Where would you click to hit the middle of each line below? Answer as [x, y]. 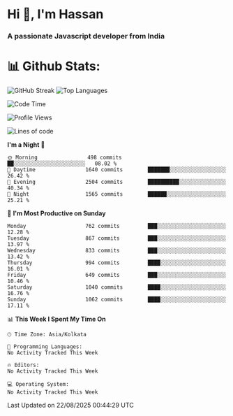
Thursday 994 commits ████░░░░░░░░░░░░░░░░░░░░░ [117, 263]
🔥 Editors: [23, 365]
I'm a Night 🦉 [26, 145]
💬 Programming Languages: [45, 347]
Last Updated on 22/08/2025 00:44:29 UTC [70, 406]
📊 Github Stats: [54, 66]
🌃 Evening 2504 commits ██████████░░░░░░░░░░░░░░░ [117, 182]
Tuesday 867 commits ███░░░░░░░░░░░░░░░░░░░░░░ [117, 238]
